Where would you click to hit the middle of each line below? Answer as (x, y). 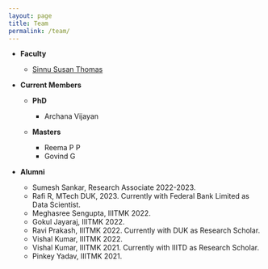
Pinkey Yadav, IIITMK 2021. (77, 256)
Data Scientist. (56, 205)
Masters (46, 132)
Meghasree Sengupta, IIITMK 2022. (91, 213)
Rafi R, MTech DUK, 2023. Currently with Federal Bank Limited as (141, 196)
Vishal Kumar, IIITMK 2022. (77, 239)
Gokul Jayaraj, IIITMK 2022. (78, 222)
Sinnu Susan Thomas (67, 69)
